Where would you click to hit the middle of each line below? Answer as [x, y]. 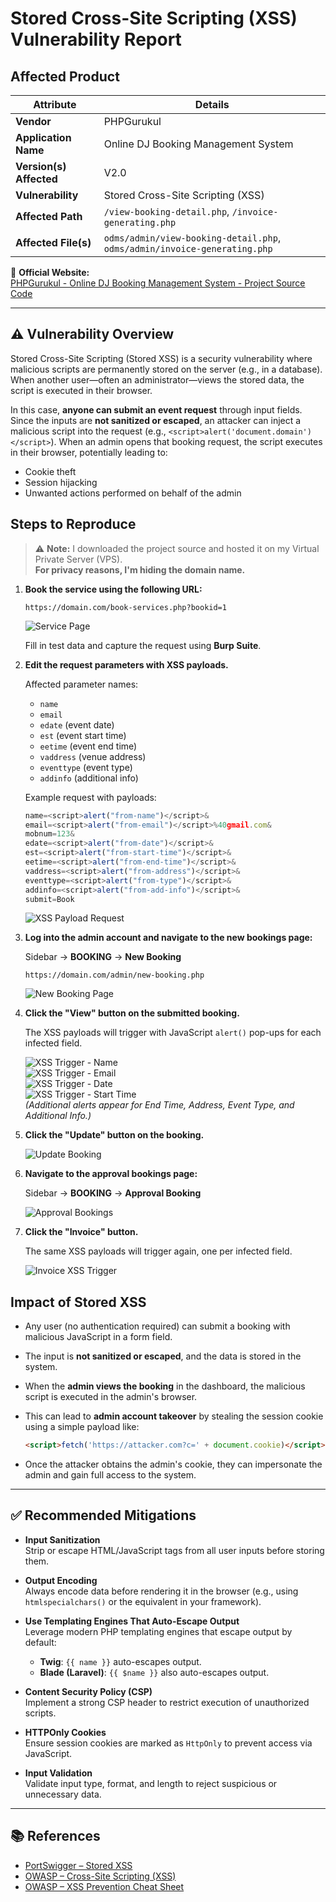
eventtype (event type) [86, 767]
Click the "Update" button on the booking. [114, 1135]
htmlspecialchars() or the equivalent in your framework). [143, 1601]
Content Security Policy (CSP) [88, 1691]
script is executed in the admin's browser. [111, 1397]
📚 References [55, 1836]
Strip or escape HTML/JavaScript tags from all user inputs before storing [174, 1550]
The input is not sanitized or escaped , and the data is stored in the [163, 1356]
